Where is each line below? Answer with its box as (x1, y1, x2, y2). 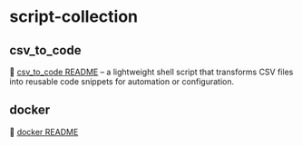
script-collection (9, 6, 139, 27)
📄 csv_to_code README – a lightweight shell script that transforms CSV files (9, 66, 294, 77)
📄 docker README (9, 126, 79, 137)
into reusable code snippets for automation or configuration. (9, 76, 234, 87)
